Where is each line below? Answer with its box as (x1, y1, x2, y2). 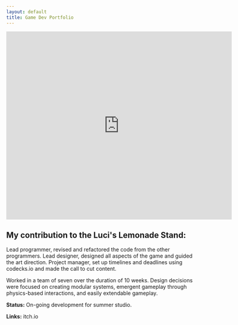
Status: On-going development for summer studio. (6, 302, 132, 309)
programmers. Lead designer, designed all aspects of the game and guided (6, 252, 193, 259)
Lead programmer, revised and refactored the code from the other (6, 246, 170, 253)
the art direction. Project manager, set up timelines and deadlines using (6, 259, 183, 266)
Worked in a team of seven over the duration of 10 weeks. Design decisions (6, 277, 193, 284)
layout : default (6, 8, 47, 15)
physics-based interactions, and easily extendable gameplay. (6, 289, 158, 297)
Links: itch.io (6, 313, 38, 320)
